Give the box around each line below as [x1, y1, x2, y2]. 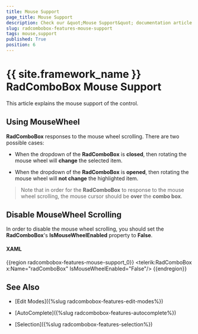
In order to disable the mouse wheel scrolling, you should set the [6, 225, 164, 232]
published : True [6, 36, 46, 42]
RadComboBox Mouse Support [6, 80, 162, 94]
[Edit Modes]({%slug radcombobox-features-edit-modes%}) [14, 298, 164, 305]
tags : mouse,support [6, 31, 58, 37]
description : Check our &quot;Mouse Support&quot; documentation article [6, 20, 193, 26]
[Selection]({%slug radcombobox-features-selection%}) [14, 321, 153, 328]
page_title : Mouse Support [6, 14, 73, 20]
